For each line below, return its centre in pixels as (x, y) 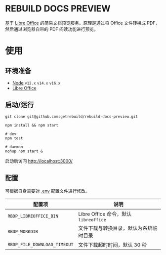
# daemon (14, 147)
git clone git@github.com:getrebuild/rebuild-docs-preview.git (72, 117)
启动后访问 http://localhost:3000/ (39, 161)
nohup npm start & (24, 151)
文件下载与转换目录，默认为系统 (115, 228)
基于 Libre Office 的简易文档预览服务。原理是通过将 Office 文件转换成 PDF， (83, 23)
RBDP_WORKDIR (23, 231)
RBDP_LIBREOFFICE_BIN (33, 216)
